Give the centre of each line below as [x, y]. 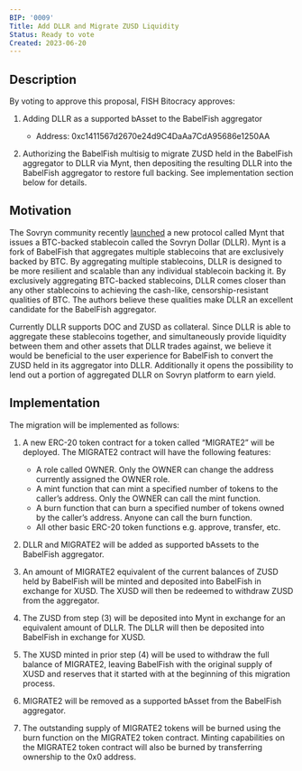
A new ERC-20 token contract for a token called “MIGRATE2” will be [148, 442]
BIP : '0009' [32, 18]
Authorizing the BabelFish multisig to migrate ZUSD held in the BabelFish [157, 153]
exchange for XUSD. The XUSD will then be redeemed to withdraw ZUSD [158, 590]
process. [39, 683]
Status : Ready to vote [52, 34]
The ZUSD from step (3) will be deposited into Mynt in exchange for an [154, 618]
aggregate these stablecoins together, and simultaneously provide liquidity [148, 336]
